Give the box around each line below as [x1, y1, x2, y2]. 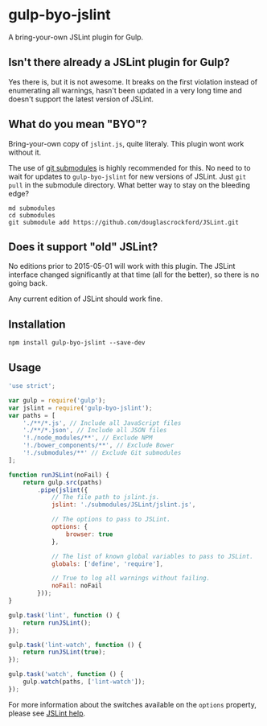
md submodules [8, 204, 56, 212]
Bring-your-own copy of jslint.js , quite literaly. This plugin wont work [8, 138, 244, 148]
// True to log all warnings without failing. [51, 574, 211, 583]
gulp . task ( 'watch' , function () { [8, 670, 125, 679]
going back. [8, 278, 48, 288]
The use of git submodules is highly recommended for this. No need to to [8, 163, 251, 172]
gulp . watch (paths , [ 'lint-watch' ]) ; [23, 678, 146, 686]
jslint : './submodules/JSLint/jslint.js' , [51, 501, 196, 509]
